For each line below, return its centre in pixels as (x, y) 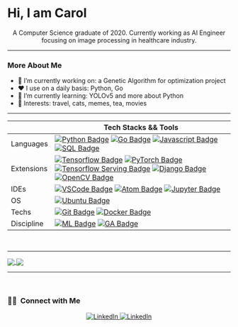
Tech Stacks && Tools (141, 128)
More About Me (35, 65)
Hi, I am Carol (47, 13)
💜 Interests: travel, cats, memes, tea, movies (82, 104)
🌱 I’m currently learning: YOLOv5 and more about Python (101, 96)
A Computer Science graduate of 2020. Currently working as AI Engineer (119, 33)
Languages (29, 144)
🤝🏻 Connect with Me (44, 301)
